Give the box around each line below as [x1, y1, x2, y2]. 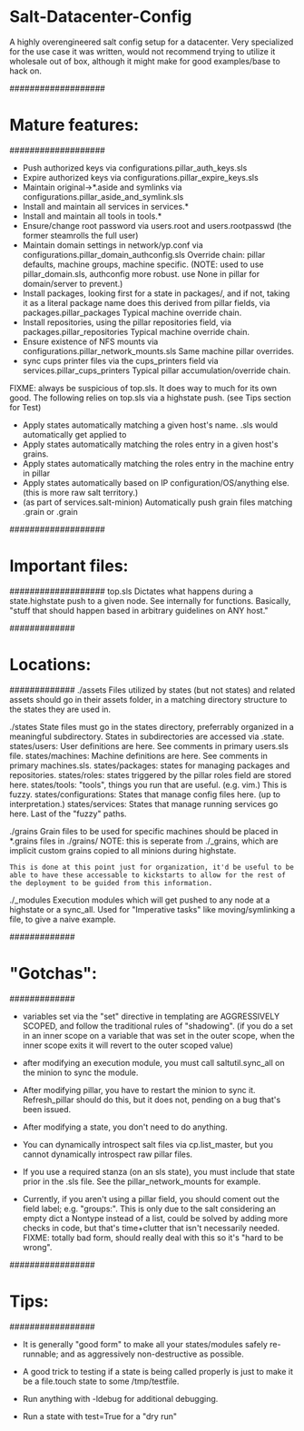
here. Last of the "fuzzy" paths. [9, 808, 127, 819]
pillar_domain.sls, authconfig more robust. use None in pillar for [22, 268, 260, 279]
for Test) [9, 401, 42, 412]
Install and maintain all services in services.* [22, 201, 189, 212]
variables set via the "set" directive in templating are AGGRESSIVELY [22, 1011, 279, 1021]
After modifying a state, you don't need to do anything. [22, 1121, 229, 1132]
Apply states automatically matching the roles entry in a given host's [22, 439, 279, 449]
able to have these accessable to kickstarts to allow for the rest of [9, 870, 286, 880]
